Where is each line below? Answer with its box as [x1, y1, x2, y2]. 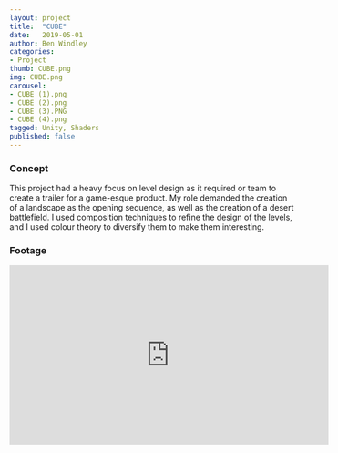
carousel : [9, 81, 47, 90]
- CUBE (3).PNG [9, 107, 67, 116]
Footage [9, 244, 47, 257]
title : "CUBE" [9, 22, 67, 31]
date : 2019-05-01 [9, 30, 84, 39]
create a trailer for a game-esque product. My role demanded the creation [9, 192, 288, 203]
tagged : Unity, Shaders [9, 124, 100, 133]
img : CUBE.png [9, 73, 64, 82]
